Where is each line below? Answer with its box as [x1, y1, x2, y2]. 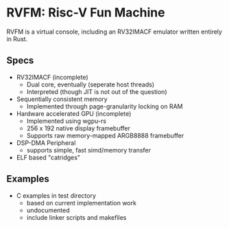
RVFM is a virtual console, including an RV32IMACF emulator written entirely [6, 27, 222, 36]
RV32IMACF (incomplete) [16, 73, 88, 81]
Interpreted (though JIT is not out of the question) [26, 87, 167, 95]
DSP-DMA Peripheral [16, 139, 76, 147]
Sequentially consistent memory [16, 95, 108, 103]
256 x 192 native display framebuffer [26, 124, 131, 132]
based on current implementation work [26, 198, 136, 207]
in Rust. [6, 34, 28, 43]
